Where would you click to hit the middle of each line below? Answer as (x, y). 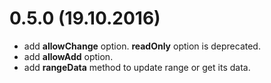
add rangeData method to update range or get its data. (137, 67)
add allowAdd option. (68, 56)
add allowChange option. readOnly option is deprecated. (142, 46)
